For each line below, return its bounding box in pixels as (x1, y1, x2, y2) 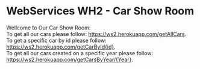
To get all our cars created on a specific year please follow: (6, 49, 154, 56)
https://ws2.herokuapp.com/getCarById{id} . (6, 43, 116, 50)
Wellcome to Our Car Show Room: (6, 24, 91, 31)
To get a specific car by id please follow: (6, 37, 107, 44)
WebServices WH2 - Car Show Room (6, 4, 195, 18)
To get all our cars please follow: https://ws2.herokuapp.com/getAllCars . (6, 30, 187, 37)
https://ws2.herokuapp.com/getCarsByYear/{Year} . (6, 56, 134, 63)
